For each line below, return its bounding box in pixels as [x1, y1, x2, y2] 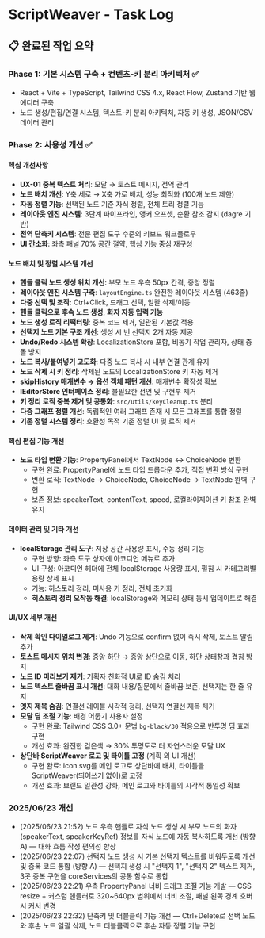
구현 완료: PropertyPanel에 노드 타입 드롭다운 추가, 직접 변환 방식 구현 [31, 465, 249, 475]
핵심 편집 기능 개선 [8, 436, 65, 446]
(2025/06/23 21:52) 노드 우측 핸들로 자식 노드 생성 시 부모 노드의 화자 [19, 822, 237, 832]
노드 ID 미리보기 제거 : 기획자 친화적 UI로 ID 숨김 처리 [19, 672, 181, 681]
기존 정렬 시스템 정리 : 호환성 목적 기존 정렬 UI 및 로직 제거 [19, 416, 196, 426]
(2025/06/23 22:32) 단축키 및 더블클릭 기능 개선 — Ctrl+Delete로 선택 [19, 911, 241, 921]
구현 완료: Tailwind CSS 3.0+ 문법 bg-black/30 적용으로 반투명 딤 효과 [31, 721, 251, 730]
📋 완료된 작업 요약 [8, 39, 94, 52]
